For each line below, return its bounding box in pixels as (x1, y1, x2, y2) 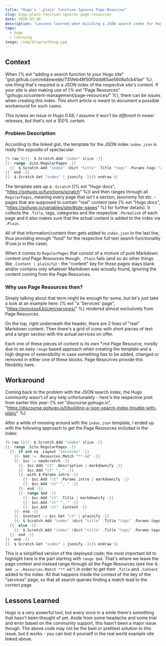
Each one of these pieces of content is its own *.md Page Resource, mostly (5, 340, 158, 346)
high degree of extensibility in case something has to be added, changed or (5, 351, 159, 357)
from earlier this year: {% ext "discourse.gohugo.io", (5, 400, 112, 406)
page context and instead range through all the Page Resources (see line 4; (5, 561, 159, 567)
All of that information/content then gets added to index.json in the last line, (5, 230, 160, 236)
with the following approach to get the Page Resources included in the (5, 425, 148, 431)
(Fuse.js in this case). (5, 241, 48, 247)
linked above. (5, 636, 33, 642)
